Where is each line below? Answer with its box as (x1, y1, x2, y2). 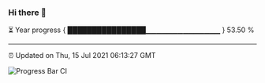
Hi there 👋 (8, 7, 47, 18)
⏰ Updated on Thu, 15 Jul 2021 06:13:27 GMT (8, 51, 156, 60)
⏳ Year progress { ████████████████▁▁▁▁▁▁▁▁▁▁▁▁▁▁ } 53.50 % (8, 25, 255, 34)
